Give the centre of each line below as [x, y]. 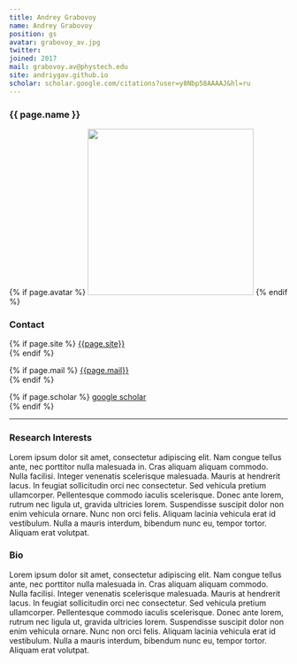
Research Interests [51, 438]
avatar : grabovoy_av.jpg [55, 42]
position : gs [33, 34]
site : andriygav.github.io [59, 75]
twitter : [25, 51]
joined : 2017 [33, 59]
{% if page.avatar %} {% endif [148, 292]
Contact [27, 324]
